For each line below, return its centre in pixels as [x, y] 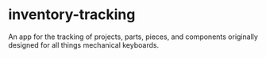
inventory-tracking [72, 15]
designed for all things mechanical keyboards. [84, 44]
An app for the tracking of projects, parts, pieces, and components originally [133, 37]
